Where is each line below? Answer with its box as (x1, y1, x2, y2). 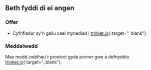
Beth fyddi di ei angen (5, 4, 75, 12)
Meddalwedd (5, 42, 38, 49)
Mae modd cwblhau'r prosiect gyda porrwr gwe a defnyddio (5, 54, 129, 60)
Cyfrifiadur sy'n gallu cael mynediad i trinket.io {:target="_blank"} (12, 30, 146, 36)
